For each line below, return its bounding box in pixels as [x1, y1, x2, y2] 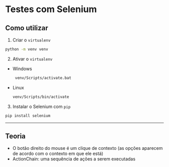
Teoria [5, 132, 26, 140]
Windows [12, 66, 32, 72]
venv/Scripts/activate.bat [15, 75, 71, 80]
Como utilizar [5, 24, 49, 32]
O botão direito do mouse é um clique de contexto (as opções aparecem [12, 145, 163, 151]
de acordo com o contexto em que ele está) [12, 150, 104, 157]
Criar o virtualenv [12, 37, 51, 43]
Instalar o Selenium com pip [12, 103, 71, 109]
